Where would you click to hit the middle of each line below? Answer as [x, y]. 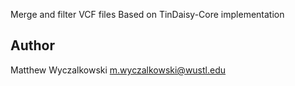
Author [32, 45]
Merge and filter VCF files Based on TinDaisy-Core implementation [147, 14]
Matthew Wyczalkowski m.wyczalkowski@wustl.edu [118, 70]
